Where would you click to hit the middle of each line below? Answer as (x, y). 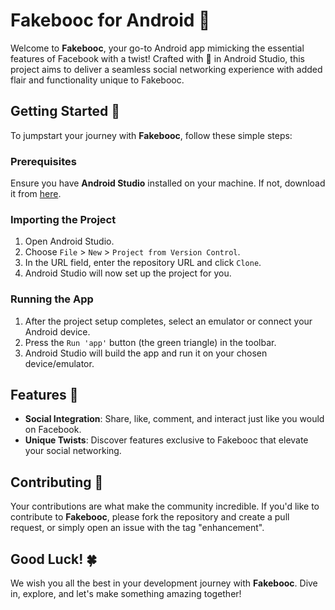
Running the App (52, 299)
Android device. (57, 331)
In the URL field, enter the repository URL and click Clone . (143, 263)
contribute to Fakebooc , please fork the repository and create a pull (150, 517)
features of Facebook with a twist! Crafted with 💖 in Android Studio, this (157, 58)
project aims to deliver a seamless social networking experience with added (166, 69)
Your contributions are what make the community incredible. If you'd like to (165, 506)
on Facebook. (53, 430)
